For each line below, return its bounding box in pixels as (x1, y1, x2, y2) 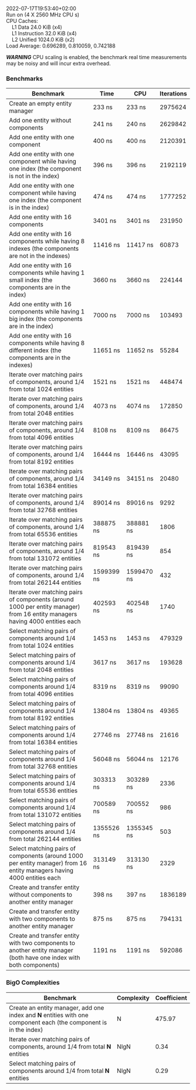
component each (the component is (9, 1018, 107, 1026)
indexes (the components (9, 244, 79, 253)
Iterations (159, 90, 187, 98)
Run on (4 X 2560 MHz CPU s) (6, 11, 80, 18)
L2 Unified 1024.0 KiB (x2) (11, 36, 75, 43)
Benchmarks (6, 74, 43, 83)
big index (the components (9, 315, 83, 323)
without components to (9, 891, 73, 899)
